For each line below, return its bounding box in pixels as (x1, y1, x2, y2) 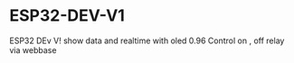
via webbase (9, 44, 57, 55)
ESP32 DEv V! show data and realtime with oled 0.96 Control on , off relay (9, 35, 285, 46)
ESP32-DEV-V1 (9, 5, 125, 26)
